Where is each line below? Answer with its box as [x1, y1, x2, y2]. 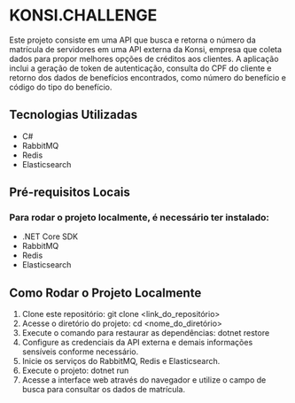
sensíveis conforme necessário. [21, 346, 139, 357]
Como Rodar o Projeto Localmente [9, 285, 202, 300]
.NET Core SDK [21, 231, 79, 242]
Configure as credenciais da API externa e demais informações [21, 337, 253, 348]
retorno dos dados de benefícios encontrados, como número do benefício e [9, 72, 286, 82]
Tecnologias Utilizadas [9, 107, 138, 122]
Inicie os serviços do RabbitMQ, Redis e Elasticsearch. [21, 356, 221, 367]
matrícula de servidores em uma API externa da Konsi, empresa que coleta [9, 43, 282, 54]
